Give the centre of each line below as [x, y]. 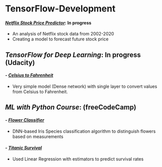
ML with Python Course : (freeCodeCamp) [71, 107]
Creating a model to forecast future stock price [60, 39]
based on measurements [38, 136]
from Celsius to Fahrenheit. [40, 91]
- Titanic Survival [24, 148]
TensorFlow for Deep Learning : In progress [73, 55]
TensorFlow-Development [60, 9]
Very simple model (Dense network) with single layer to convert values [85, 86]
